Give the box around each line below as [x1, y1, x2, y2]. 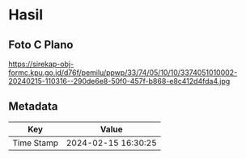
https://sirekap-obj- [8, 59, 74, 69]
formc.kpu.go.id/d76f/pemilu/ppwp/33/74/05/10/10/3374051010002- [8, 68, 238, 77]
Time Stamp [12, 137, 59, 149]
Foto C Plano [8, 38, 74, 52]
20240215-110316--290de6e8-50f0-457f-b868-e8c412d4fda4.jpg [8, 77, 231, 86]
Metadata [8, 99, 58, 114]
